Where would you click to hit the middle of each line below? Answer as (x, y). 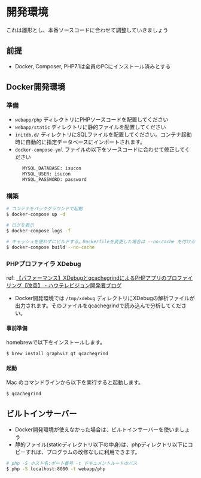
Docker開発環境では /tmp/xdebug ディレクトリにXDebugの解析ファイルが (105, 298)
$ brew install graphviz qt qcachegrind (57, 354)
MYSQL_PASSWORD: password (54, 180)
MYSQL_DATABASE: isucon (52, 168)
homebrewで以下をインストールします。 (56, 343)
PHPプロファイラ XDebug (44, 264)
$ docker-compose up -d (36, 214)
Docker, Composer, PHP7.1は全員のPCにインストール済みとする (93, 66)
